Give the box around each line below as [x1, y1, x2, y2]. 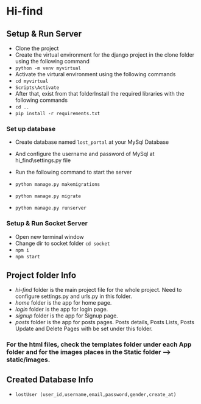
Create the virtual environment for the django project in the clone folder [15, 51, 195, 58]
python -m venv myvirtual [15, 65, 81, 71]
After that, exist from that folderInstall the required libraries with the [15, 90, 185, 97]
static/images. [6, 355, 51, 364]
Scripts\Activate [15, 85, 60, 91]
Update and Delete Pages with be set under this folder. [15, 325, 153, 333]
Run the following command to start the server [15, 169, 132, 176]
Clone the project [15, 44, 59, 52]
